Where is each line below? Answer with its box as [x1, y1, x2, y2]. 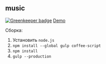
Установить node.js [12, 37, 55, 43]
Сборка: [5, 27, 23, 33]
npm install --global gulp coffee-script [12, 43, 101, 48]
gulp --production [12, 54, 51, 59]
